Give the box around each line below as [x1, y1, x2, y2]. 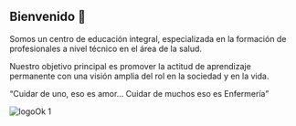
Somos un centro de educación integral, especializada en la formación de [9, 33, 287, 44]
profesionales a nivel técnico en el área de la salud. [9, 43, 203, 54]
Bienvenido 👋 [9, 9, 87, 25]
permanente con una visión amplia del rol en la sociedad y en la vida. [9, 70, 270, 81]
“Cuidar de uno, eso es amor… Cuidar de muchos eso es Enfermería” [9, 88, 270, 99]
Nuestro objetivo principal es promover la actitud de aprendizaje [9, 60, 251, 71]
